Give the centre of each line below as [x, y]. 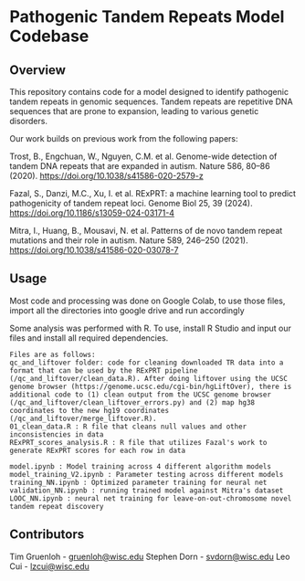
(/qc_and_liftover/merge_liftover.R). [83, 418]
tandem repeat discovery [57, 506]
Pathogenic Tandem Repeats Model [147, 17]
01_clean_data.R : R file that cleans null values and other [128, 427]
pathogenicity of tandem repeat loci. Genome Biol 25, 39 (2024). [131, 203]
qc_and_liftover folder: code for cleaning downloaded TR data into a [147, 363]
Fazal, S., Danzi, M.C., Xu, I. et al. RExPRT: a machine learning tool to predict [153, 193]
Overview [38, 70]
